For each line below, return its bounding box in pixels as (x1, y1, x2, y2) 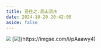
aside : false (6, 19, 38, 25)
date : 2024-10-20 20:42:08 (6, 14, 72, 20)
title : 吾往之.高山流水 (6, 8, 58, 15)
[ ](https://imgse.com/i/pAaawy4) (12, 36, 96, 43)
